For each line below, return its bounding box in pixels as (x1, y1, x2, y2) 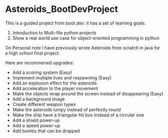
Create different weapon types (12, 101, 76, 107)
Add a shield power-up (12, 117, 60, 123)
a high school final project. (5, 50, 60, 56)
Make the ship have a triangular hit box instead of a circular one (12, 111, 144, 118)
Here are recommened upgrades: (5, 59, 74, 65)
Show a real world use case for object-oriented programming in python (12, 35, 159, 41)
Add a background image (12, 96, 65, 102)
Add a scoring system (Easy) (12, 69, 72, 75)
